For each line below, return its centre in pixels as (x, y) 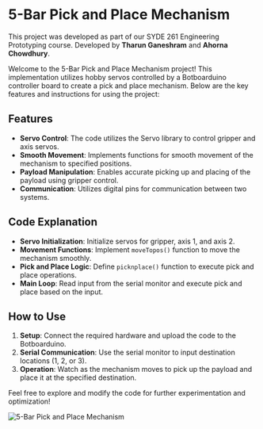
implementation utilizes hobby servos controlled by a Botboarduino (118, 77)
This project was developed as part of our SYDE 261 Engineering (114, 36)
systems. (34, 197)
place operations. (48, 274)
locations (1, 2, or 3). (53, 361)
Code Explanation (53, 222)
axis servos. (39, 146)
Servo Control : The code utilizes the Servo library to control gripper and (137, 138)
